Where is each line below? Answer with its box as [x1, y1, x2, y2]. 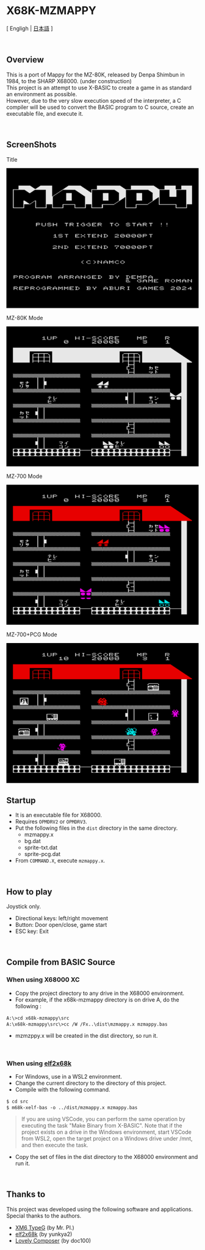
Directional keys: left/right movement [15, 914, 109, 921]
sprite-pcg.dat [24, 850, 61, 858]
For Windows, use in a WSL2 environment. [15, 1073, 122, 1080]
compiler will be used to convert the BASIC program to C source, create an [6, 103, 194, 111]
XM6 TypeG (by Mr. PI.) [15, 1224, 74, 1231]
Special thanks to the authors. [6, 1212, 82, 1219]
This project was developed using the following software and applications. [6, 1205, 193, 1213]
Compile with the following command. [15, 1085, 111, 1093]
